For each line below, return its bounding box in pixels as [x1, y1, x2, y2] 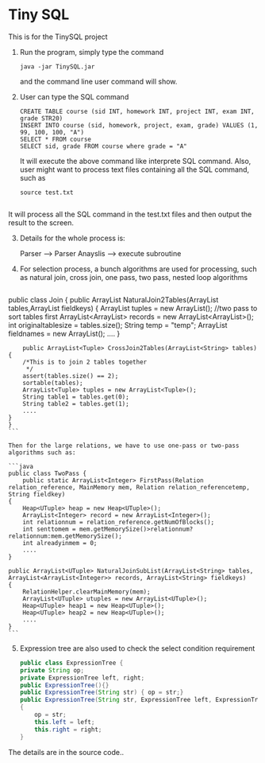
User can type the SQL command [19, 91, 129, 101]
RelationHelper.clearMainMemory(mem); [22, 587, 151, 596]
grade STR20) [19, 114, 63, 123]
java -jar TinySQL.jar [19, 62, 95, 71]
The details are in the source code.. [8, 747, 125, 757]
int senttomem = [22, 525, 77, 533]
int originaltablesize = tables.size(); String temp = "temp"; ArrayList [8, 320, 228, 329]
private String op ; [19, 666, 85, 674]
